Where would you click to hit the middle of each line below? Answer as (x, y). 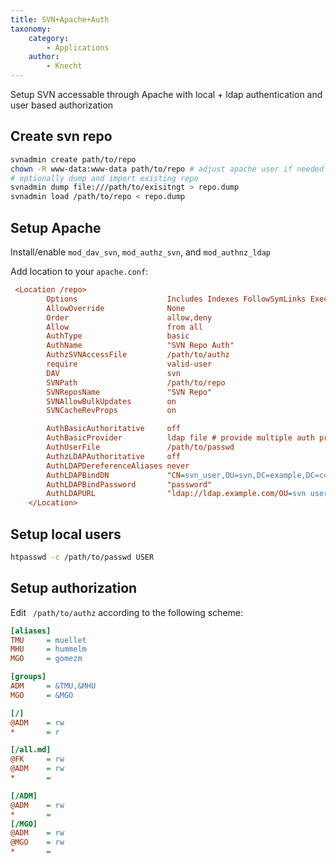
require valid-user (129, 364)
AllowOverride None (116, 308)
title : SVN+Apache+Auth (60, 19)
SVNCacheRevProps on (111, 411)
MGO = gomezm (46, 659)
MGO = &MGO (42, 695)
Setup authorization (74, 588)
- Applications (78, 47)
